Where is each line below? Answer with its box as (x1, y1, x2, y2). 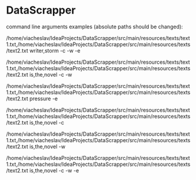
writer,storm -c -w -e (29, 47, 81, 54)
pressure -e (29, 95, 58, 102)
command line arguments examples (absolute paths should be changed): (6, 23, 184, 30)
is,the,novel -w (29, 143, 66, 150)
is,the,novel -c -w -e (29, 166, 79, 174)
